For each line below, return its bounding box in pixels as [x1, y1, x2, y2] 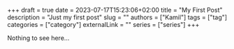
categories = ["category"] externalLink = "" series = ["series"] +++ [7, 21, 200, 28]
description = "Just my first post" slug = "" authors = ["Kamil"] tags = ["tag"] [7, 13, 228, 21]
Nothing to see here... [7, 34, 70, 42]
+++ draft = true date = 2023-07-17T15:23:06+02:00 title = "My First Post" [7, 6, 223, 14]
